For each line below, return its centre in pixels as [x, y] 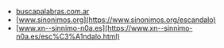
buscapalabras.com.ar [52, 11]
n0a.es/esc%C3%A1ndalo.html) [68, 36]
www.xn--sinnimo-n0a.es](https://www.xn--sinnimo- [106, 28]
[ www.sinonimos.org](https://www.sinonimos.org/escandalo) [116, 20]
